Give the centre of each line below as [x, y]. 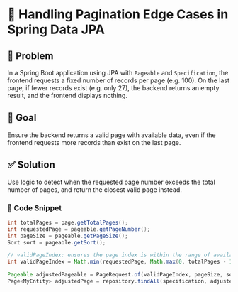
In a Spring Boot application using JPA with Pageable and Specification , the [118, 73]
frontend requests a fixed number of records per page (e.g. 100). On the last [119, 80]
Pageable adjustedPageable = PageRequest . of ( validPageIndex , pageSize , [115, 275]
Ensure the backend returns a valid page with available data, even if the [112, 135]
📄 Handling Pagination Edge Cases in [118, 15]
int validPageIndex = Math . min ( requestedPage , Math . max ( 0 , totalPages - [117, 262]
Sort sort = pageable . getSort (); [57, 242]
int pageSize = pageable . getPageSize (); [68, 236]
